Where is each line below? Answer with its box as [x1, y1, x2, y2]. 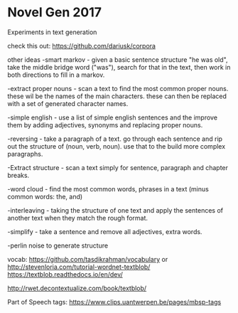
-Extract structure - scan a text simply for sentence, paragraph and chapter [7, 163, 229, 171]
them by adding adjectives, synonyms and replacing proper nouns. [7, 120, 203, 129]
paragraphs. [7, 149, 43, 158]
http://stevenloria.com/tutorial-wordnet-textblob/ [7, 262, 151, 271]
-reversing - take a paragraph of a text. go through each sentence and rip [7, 134, 222, 143]
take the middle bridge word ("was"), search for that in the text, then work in [7, 63, 231, 71]
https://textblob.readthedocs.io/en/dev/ [7, 270, 123, 278]
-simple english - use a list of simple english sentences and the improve [7, 113, 218, 122]
